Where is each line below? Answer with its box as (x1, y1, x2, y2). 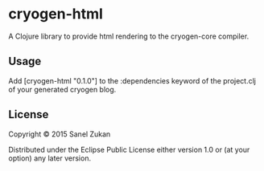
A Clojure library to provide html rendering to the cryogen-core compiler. (8, 31, 250, 41)
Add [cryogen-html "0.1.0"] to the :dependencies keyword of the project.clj (8, 75, 256, 85)
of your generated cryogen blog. (8, 84, 117, 94)
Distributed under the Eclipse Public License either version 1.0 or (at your (8, 145, 250, 154)
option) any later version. (8, 153, 91, 163)
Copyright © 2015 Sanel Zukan (8, 129, 111, 139)
